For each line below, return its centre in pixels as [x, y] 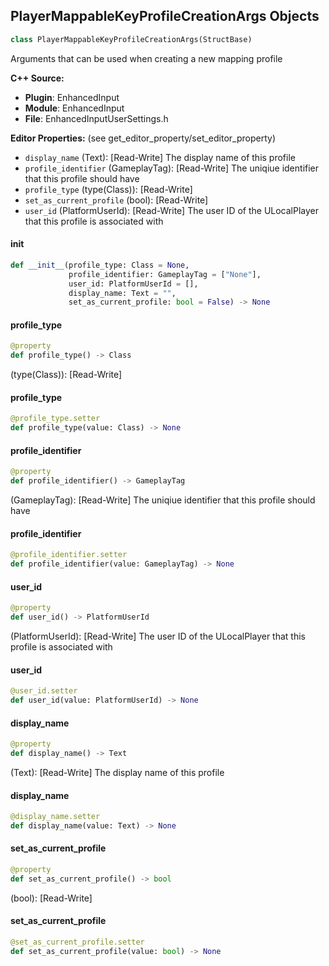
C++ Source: [37, 78]
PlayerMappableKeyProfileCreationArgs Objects [165, 16]
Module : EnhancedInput [74, 108]
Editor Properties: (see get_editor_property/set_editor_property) [143, 138]
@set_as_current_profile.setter [77, 942]
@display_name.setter [55, 817]
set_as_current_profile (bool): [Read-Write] [116, 200]
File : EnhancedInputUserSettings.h [96, 118]
